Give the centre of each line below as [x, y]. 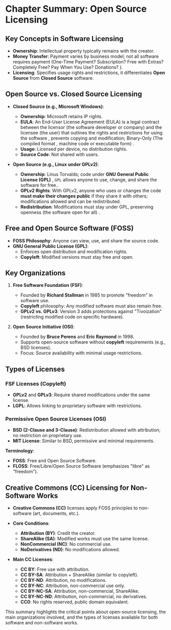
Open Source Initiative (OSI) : [44, 327]
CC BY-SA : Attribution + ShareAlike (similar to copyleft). [79, 575]
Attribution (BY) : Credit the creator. [58, 533]
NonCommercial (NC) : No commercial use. [66, 544]
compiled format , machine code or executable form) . [77, 143]
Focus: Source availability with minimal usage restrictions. [81, 353]
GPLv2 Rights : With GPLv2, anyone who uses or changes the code [91, 190]
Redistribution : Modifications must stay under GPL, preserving [87, 207]
